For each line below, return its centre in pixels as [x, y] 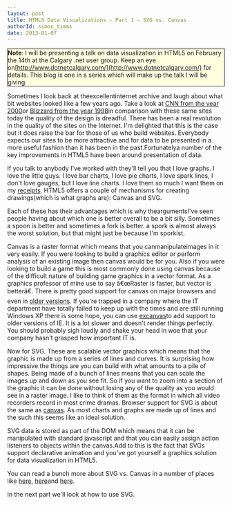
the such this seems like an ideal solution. [66, 417]
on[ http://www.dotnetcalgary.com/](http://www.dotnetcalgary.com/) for [110, 68]
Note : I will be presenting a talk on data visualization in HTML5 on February [115, 53]
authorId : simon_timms [40, 26]
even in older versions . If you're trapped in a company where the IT [103, 301]
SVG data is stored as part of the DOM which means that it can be [101, 431]
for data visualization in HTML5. [52, 460]
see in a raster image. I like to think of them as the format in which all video [114, 396]
